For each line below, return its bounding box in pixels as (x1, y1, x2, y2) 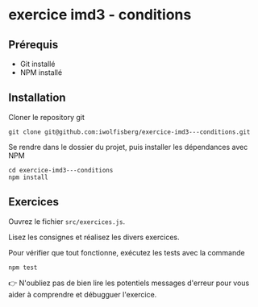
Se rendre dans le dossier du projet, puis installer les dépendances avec (8, 142, 248, 151)
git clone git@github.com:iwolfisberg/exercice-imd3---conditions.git (8, 127, 251, 136)
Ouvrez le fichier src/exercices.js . (8, 216, 126, 226)
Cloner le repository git (8, 112, 85, 122)
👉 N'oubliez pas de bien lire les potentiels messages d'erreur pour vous (8, 278, 250, 288)
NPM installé (19, 68, 63, 77)
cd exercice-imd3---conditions (8, 166, 114, 174)
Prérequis (8, 38, 59, 52)
